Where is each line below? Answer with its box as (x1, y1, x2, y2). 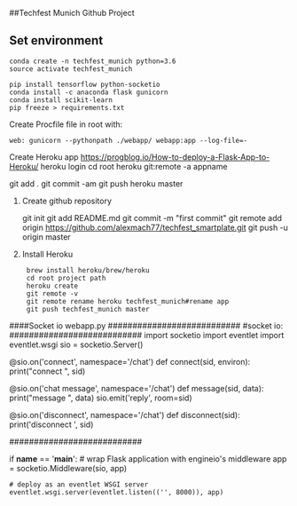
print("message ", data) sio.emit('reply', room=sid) (9, 392, 192, 403)
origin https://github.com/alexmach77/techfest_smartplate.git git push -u (21, 222, 288, 233)
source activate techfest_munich (9, 64, 133, 74)
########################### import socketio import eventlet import (9, 329, 285, 340)
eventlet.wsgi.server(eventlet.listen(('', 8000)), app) (9, 487, 224, 496)
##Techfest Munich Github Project (9, 8, 135, 18)
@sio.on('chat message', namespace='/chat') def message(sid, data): (9, 383, 264, 393)
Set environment (9, 33, 104, 48)
